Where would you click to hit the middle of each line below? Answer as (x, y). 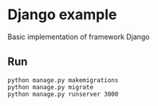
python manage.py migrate (50, 87)
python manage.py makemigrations (63, 80)
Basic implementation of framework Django (79, 37)
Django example (62, 15)
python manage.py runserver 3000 (63, 94)
